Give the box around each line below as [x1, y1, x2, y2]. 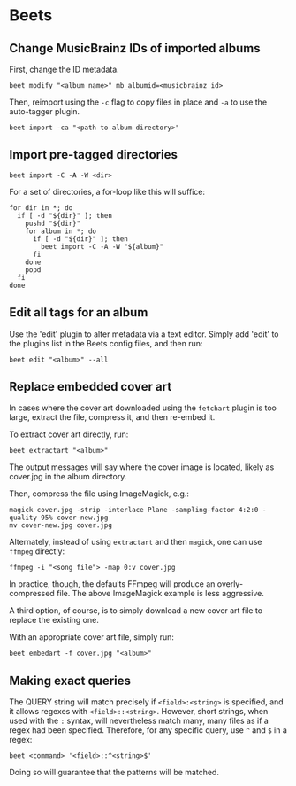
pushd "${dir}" [25, 219, 81, 228]
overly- [216, 579, 244, 589]
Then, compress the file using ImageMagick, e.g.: [9, 488, 190, 499]
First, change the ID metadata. [9, 64, 119, 74]
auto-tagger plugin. [9, 106, 80, 116]
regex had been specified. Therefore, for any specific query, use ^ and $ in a [9, 725, 287, 735]
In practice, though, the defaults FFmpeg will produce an [9, 579, 216, 589]
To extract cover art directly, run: [9, 429, 129, 440]
